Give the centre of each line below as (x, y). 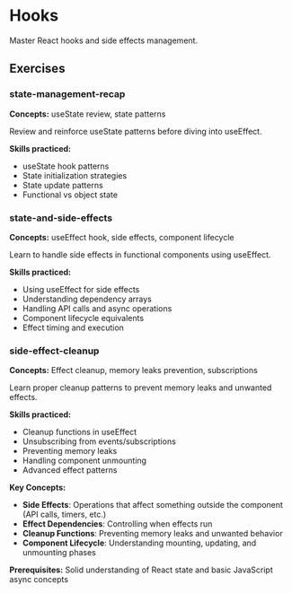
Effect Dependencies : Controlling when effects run (117, 524)
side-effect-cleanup (54, 351)
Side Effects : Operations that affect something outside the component (152, 505)
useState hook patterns (66, 166)
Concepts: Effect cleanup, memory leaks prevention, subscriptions (133, 371)
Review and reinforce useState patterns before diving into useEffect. (136, 131)
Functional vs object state (70, 195)
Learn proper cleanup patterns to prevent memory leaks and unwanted (141, 388)
